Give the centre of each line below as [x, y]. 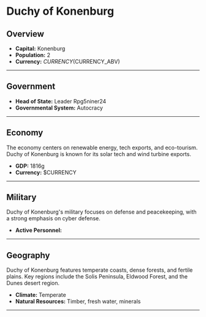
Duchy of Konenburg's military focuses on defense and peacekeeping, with [102, 212]
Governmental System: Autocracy [59, 108]
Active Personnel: [39, 230]
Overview [25, 34]
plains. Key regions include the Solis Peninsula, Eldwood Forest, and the [97, 277]
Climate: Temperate [40, 295]
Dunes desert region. [33, 283]
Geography [28, 255]
